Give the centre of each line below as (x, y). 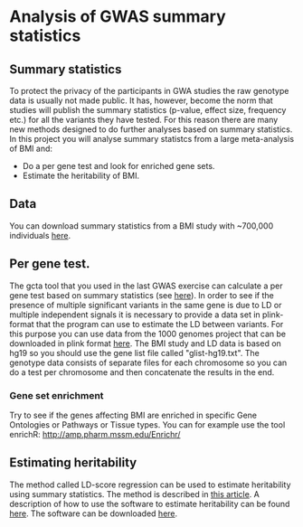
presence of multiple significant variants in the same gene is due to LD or (146, 305)
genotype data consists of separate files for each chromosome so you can (148, 362)
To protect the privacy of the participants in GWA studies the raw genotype (149, 91)
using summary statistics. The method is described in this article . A (134, 494)
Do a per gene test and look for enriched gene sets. (118, 166)
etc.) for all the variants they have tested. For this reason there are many (144, 120)
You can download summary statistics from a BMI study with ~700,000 (142, 226)
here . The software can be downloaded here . (94, 513)
